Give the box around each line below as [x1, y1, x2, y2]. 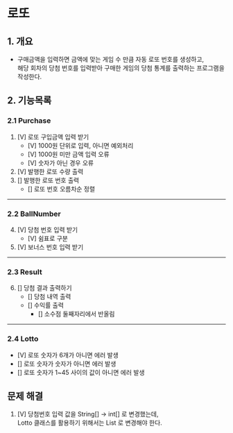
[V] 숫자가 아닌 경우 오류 [27, 158, 94, 167]
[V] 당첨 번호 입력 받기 [17, 226, 78, 234]
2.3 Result [7, 267, 43, 277]
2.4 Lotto [7, 334, 39, 343]
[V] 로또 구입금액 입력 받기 [17, 133, 89, 141]
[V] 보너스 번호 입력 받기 [17, 243, 84, 251]
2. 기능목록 [7, 94, 52, 107]
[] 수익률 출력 [27, 301, 64, 309]
